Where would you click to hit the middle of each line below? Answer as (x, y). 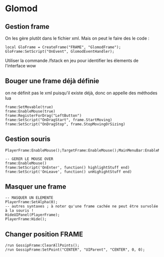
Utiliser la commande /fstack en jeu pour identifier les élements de (72, 61)
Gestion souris (28, 139)
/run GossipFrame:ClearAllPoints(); (42, 246)
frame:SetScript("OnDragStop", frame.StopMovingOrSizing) (65, 124)
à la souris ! (20, 211)
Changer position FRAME (44, 234)
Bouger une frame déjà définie (52, 81)
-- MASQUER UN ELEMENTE (29, 198)
